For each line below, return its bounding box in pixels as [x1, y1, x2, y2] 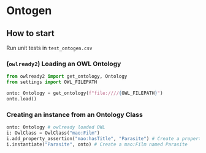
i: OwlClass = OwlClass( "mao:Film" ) [6, 130, 100, 136]
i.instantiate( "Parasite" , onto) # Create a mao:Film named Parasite [6, 141, 188, 147]
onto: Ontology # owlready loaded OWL [6, 124, 105, 130]
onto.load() [6, 95, 37, 102]
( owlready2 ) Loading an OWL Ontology [6, 59, 121, 68]
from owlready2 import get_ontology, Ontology [6, 73, 128, 80]
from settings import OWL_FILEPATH [6, 79, 97, 86]
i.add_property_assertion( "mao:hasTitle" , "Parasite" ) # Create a [6, 135, 180, 141]
